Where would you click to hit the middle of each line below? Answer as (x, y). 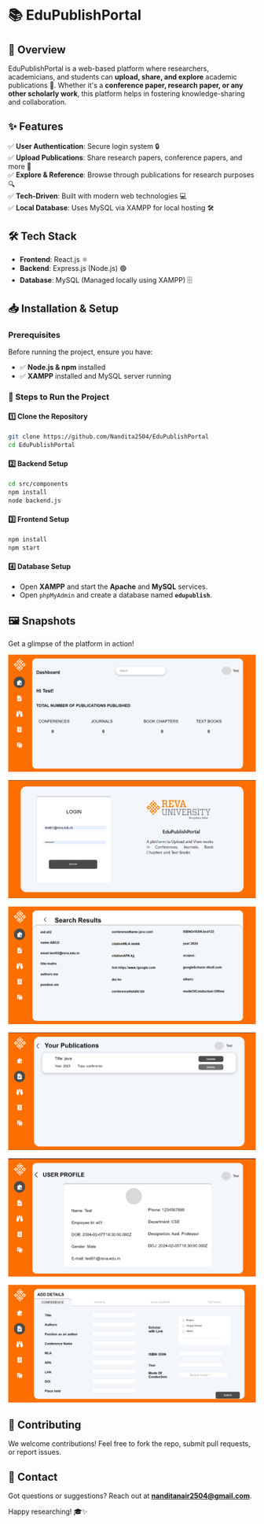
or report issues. (35, 1452)
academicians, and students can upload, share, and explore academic (123, 77)
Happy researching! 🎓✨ (48, 1511)
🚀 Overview (37, 49)
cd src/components (38, 484)
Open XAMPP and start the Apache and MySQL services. (114, 586)
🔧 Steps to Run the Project (59, 397)
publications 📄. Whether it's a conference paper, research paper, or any (126, 85)
